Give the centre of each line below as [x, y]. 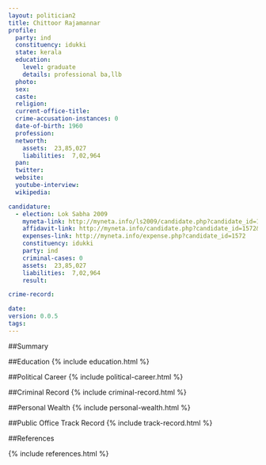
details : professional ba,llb [72, 74]
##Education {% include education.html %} [79, 361]
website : [30, 178]
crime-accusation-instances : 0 [67, 119]
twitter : [30, 170]
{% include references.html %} [59, 453]
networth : [31, 141]
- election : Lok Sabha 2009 [62, 214]
